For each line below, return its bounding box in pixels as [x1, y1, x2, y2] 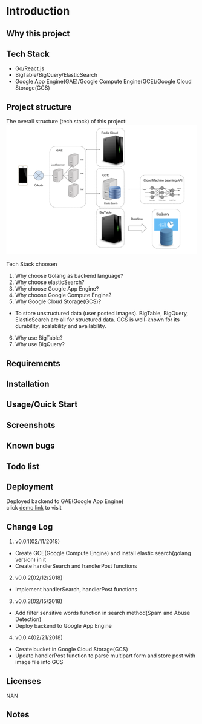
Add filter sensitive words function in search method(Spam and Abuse [15, 610, 191, 617]
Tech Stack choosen [6, 260, 57, 268]
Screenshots [6, 420, 56, 430]
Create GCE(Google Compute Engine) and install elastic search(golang [15, 550, 192, 557]
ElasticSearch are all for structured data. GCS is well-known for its [15, 316, 180, 323]
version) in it [15, 556, 47, 564]
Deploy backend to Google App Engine [15, 622, 112, 630]
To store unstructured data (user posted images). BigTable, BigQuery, [15, 310, 189, 317]
